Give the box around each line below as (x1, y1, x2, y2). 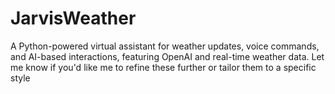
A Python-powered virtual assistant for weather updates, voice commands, (10, 40, 320, 52)
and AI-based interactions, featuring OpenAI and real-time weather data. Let (10, 50, 325, 62)
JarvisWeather (10, 7, 137, 30)
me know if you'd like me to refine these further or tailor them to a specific (10, 61, 317, 73)
